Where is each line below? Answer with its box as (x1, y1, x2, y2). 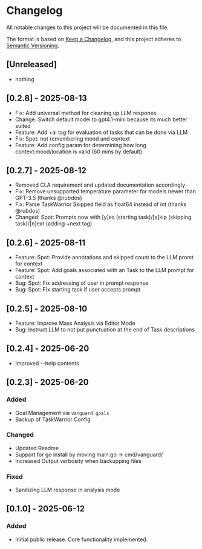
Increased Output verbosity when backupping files (15, 457, 142, 464)
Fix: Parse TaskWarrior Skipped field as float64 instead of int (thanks (15, 201, 187, 208)
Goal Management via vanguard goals (15, 409, 109, 416)
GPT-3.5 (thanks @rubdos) (15, 195, 83, 202)
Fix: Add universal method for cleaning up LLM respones (15, 109, 157, 116)
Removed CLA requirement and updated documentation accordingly (15, 181, 186, 188)
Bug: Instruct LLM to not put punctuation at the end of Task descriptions (15, 326, 195, 333)
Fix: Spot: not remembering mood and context (15, 135, 130, 142)
